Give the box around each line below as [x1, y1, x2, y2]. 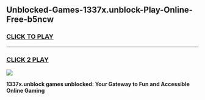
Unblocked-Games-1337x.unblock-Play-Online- [6, 5, 193, 15]
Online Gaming [6, 87, 45, 94]
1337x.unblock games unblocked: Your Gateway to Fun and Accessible [6, 80, 190, 87]
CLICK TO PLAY [6, 33, 54, 41]
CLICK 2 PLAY [6, 55, 49, 64]
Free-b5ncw [6, 15, 54, 25]
